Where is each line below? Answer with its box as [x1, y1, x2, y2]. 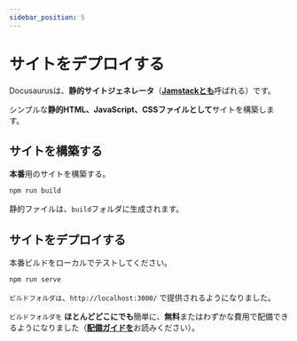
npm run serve [9, 275, 62, 284]
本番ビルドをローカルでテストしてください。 [9, 258, 173, 268]
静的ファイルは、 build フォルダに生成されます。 [9, 203, 184, 214]
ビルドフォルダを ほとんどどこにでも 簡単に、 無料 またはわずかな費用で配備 [9, 311, 273, 321]
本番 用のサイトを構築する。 [9, 169, 111, 179]
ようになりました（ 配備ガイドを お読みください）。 [16, 321, 199, 333]
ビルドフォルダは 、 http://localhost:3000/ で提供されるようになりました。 [9, 292, 277, 303]
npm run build [9, 186, 62, 195]
